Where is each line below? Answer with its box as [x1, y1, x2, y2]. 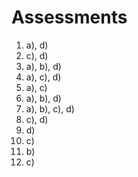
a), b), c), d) [25, 102, 75, 115]
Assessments [11, 6, 128, 29]
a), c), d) [25, 71, 62, 83]
